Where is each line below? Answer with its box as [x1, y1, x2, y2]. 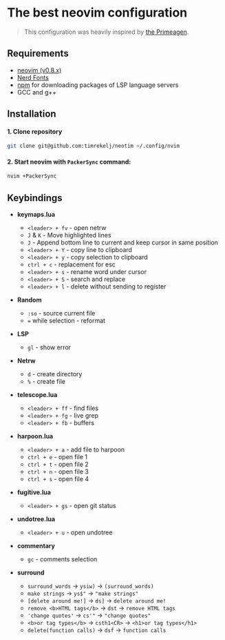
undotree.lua [17, 515, 56, 523]
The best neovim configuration [7, 5, 188, 21]
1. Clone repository [7, 127, 63, 135]
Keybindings [7, 192, 63, 204]
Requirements [7, 48, 69, 59]
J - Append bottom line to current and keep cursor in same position [27, 238, 219, 246]
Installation [7, 108, 56, 120]
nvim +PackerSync [7, 173, 57, 180]
